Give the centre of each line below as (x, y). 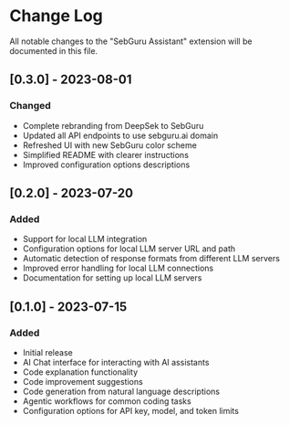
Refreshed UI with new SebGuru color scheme (110, 145)
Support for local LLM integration (85, 239)
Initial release (47, 352)
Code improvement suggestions (83, 382)
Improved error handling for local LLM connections (118, 268)
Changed (31, 106)
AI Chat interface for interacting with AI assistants (116, 362)
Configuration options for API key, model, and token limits (131, 411)
